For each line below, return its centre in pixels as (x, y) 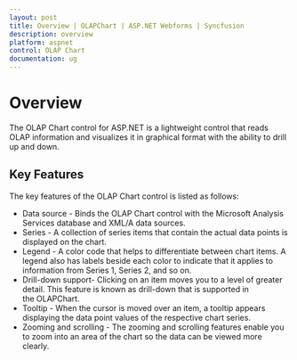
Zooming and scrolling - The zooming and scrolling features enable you (153, 327)
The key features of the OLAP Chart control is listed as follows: (124, 196)
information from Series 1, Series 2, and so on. (107, 270)
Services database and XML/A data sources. (104, 223)
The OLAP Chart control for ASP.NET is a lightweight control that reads (139, 127)
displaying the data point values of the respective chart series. (136, 317)
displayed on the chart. (64, 241)
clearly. (36, 346)
